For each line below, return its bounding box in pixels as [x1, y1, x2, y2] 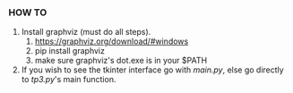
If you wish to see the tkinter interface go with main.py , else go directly [21, 64, 284, 75]
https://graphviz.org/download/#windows [34, 36, 189, 46]
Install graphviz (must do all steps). [21, 27, 151, 38]
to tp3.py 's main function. [21, 74, 116, 85]
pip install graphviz [34, 46, 105, 56]
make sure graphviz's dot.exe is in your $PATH [34, 55, 208, 66]
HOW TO [8, 6, 47, 19]
